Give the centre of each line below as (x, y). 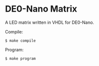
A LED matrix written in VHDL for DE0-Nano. (49, 22)
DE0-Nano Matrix (41, 9)
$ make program (20, 58)
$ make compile (20, 41)
